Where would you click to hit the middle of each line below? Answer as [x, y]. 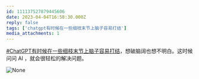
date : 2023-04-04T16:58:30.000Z [46, 17]
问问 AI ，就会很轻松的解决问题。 [47, 58]
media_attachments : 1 [33, 34]
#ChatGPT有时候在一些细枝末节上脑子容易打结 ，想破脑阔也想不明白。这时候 [99, 51]
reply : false [22, 22]
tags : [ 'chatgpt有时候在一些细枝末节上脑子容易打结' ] [66, 28]
